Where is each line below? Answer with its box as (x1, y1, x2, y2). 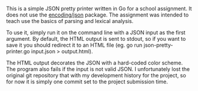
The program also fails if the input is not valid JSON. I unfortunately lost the (6, 66, 190, 73)
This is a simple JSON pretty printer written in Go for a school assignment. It (6, 5, 192, 12)
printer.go (6, 48, 30, 55)
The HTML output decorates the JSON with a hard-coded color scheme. (6, 59, 183, 66)
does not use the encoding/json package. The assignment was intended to (6, 11, 189, 18)
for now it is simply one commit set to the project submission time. (6, 78, 168, 85)
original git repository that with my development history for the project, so (6, 72, 187, 79)
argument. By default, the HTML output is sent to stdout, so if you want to (6, 35, 186, 42)
